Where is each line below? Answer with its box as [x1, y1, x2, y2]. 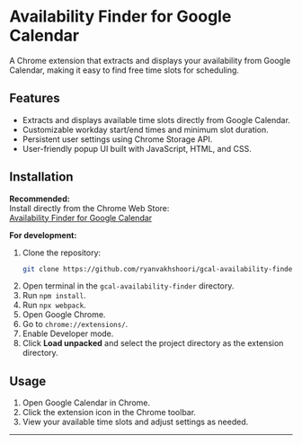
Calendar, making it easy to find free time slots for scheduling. [9, 65, 240, 75]
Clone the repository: [22, 247, 102, 258]
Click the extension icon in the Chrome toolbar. [22, 407, 196, 418]
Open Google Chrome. [22, 309, 106, 320]
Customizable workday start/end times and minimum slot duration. [22, 124, 270, 135]
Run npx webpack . [22, 299, 87, 311]
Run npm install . [22, 290, 87, 301]
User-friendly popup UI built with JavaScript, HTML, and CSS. [22, 143, 252, 154]
